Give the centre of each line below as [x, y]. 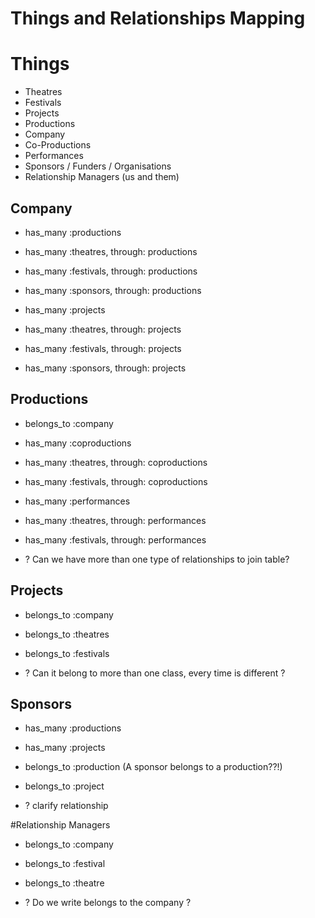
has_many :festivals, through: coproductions [116, 481]
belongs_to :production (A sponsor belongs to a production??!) [153, 767]
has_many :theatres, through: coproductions [116, 462]
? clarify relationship [66, 806]
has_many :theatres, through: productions [111, 251]
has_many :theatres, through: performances [115, 520]
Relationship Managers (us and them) [102, 177]
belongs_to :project [64, 786]
